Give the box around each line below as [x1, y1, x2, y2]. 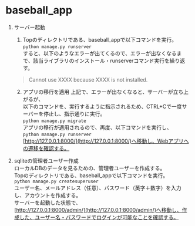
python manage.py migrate [22, 118, 86, 124]
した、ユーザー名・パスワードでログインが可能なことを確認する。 [19, 214, 179, 221]
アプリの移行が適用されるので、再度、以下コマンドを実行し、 [22, 124, 173, 131]
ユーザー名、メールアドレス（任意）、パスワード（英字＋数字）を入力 [14, 184, 181, 191]
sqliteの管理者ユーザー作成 [14, 157, 79, 164]
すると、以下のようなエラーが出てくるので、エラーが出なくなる [22, 49, 177, 56]
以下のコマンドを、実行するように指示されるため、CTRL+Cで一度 [22, 103, 183, 110]
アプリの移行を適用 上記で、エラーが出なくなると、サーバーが [22, 88, 174, 95]
